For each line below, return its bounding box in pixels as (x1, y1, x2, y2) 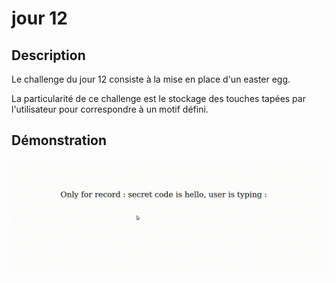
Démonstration (11, 132, 108, 149)
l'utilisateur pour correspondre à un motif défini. (11, 103, 209, 115)
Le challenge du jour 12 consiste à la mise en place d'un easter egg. (11, 73, 291, 85)
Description (11, 47, 86, 64)
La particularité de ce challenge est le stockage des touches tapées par (11, 93, 306, 104)
